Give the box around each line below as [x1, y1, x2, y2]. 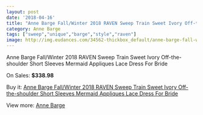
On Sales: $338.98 [6, 72, 54, 79]
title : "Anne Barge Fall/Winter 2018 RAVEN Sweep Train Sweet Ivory [6, 20, 182, 26]
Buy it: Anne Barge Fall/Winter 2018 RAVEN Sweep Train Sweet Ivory [6, 84, 177, 91]
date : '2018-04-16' [6, 15, 56, 21]
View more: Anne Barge [6, 102, 65, 109]
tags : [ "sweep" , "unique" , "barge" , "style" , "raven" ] [6, 31, 137, 38]
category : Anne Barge [6, 25, 61, 32]
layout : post [6, 8, 39, 15]
